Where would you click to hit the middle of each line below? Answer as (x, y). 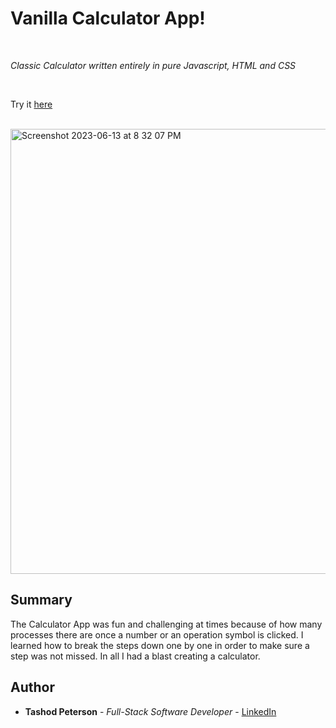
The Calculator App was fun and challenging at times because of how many (166, 624)
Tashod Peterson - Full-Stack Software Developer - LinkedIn (150, 711)
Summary (41, 600)
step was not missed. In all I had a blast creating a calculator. (135, 656)
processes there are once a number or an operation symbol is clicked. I (157, 634)
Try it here (31, 104)
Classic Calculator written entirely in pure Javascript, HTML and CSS (153, 65)
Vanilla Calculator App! (108, 18)
